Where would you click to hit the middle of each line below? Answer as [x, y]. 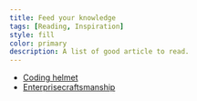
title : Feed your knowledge [63, 18]
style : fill [32, 35]
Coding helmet [51, 77]
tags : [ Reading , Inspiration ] [67, 26]
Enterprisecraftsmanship [69, 87]
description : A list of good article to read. [99, 52]
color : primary [38, 43]
